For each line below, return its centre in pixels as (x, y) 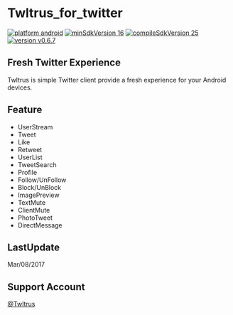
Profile (27, 172)
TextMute (32, 202)
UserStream (35, 127)
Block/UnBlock (39, 187)
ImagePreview (38, 195)
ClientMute (34, 210)
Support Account (46, 287)
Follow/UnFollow (42, 180)
